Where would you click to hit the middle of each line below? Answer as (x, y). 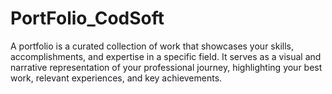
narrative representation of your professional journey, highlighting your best (166, 67)
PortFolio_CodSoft (87, 18)
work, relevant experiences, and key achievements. (116, 78)
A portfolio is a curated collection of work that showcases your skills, (152, 46)
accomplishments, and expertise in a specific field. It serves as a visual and (166, 56)
